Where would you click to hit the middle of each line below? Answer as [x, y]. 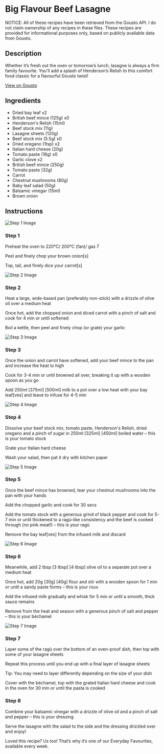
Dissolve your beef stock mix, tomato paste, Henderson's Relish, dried [76, 428]
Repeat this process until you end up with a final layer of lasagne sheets [78, 664]
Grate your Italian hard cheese [35, 448]
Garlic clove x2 [27, 159]
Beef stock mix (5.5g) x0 [37, 139]
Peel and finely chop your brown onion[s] [47, 256]
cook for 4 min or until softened [37, 318]
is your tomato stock [26, 438]
